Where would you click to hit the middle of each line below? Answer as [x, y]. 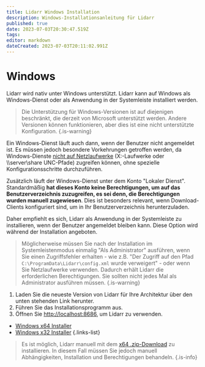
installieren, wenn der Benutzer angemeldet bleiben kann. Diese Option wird [102, 225]
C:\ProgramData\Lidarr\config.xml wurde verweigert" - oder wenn [106, 263]
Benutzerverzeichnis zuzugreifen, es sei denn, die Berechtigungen [93, 194]
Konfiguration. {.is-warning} [57, 131]
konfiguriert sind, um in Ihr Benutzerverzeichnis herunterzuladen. [107, 207]
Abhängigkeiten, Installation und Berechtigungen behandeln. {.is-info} [109, 357]
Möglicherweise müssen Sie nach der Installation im [87, 243]
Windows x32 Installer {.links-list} [58, 332]
